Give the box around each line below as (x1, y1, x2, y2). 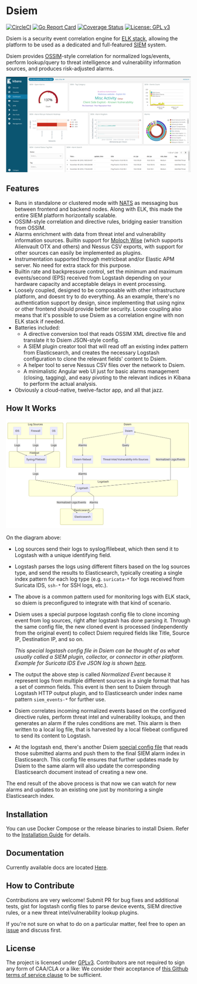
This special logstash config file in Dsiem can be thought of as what (14, 647, 180, 654)
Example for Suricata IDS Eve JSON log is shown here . (14, 659, 147, 667)
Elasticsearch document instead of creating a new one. (14, 769, 148, 776)
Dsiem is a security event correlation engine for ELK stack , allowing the (6, 35, 178, 42)
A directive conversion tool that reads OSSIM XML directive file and (23, 330, 186, 337)
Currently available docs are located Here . (6, 864, 108, 871)
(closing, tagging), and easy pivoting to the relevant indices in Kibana (23, 374, 191, 381)
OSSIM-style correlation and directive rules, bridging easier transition (14, 218, 183, 225)
